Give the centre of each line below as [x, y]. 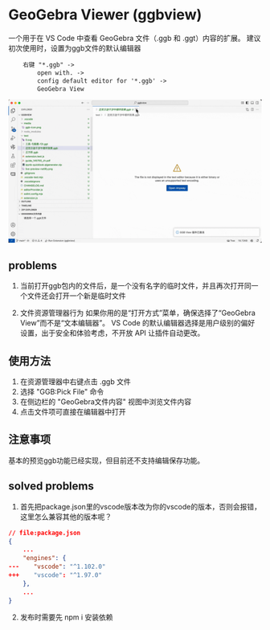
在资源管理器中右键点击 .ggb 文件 [75, 382]
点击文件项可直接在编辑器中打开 [73, 412]
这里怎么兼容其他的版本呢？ [66, 517]
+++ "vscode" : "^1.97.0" [55, 575]
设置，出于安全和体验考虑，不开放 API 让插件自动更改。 [112, 333]
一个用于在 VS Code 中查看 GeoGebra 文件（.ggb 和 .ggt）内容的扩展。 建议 [135, 38]
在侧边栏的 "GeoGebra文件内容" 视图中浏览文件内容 [106, 402]
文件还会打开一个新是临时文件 [76, 296]
